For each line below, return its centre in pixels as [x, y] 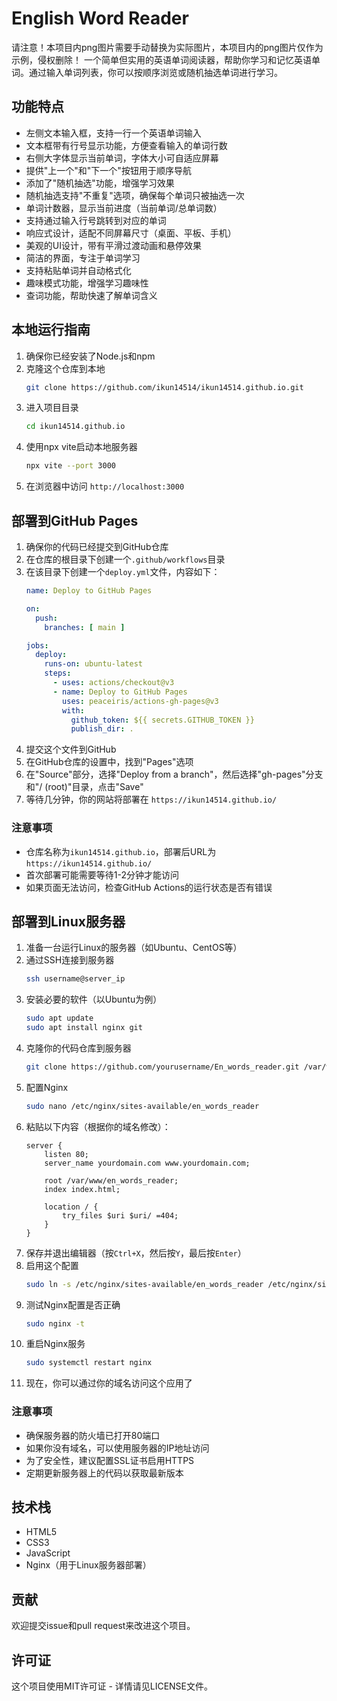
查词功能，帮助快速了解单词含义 [91, 295]
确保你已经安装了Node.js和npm [90, 356]
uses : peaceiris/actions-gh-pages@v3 [140, 701]
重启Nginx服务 [55, 1344]
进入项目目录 [52, 408]
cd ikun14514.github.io [75, 427]
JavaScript [48, 1553]
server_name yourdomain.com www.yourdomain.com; [147, 1163]
